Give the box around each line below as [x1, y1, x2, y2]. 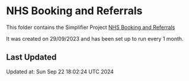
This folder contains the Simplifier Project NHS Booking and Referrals [6, 24, 175, 31]
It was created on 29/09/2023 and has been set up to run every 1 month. [6, 35, 184, 42]
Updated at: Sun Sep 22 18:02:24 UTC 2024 [6, 68, 114, 75]
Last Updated [6, 52, 57, 63]
